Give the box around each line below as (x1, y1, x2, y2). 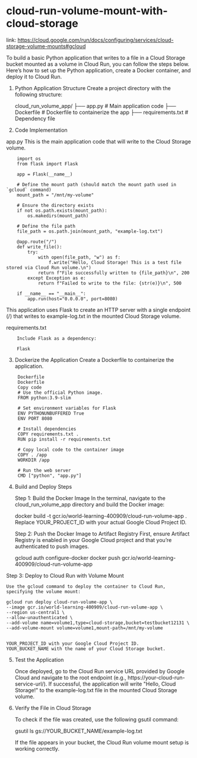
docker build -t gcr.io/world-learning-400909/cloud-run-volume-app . (14, 512, 187, 520)
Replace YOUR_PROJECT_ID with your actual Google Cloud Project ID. (14, 518, 187, 525)
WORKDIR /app (17, 457, 50, 463)
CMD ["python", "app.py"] (17, 473, 82, 479)
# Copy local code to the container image (17, 447, 125, 453)
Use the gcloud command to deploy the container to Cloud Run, (6, 583, 166, 590)
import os (17, 155, 42, 161)
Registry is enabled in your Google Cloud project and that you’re (14, 536, 172, 543)
